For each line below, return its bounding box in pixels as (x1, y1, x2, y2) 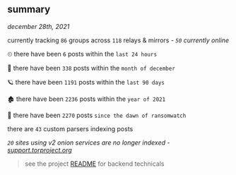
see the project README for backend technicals (24, 159, 165, 168)
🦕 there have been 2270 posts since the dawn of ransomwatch (7, 111, 187, 119)
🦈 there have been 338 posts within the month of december (7, 64, 175, 72)
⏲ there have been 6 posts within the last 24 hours (7, 49, 158, 58)
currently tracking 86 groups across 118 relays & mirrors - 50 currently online (7, 36, 230, 44)
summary (7, 4, 51, 16)
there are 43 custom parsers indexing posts (7, 124, 134, 133)
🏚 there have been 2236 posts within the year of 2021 (7, 95, 166, 103)
